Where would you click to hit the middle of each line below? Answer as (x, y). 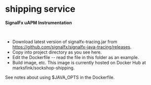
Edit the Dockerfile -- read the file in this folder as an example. (75, 57)
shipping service (40, 9)
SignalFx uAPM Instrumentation (39, 23)
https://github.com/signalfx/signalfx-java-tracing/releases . (72, 47)
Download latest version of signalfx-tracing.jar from (65, 42)
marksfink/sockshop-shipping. (43, 68)
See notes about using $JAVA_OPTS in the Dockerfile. (60, 77)
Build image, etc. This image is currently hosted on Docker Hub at (79, 62)
